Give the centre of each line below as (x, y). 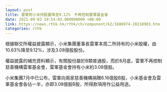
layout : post (19, 10)
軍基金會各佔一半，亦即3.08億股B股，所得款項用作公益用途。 (69, 84)
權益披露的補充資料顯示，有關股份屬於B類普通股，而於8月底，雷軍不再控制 (84, 61)
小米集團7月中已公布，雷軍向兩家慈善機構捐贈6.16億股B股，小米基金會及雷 (83, 78)
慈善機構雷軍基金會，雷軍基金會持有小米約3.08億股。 (61, 67)
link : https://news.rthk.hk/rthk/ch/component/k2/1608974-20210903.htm (82, 24)
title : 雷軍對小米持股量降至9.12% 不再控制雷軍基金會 (57, 15)
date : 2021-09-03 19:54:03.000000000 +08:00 (53, 19)
